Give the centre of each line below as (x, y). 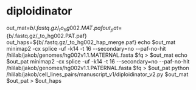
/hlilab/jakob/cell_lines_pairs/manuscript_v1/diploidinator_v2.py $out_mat (97, 74)
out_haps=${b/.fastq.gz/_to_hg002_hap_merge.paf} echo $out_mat (91, 42)
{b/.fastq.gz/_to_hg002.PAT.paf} (47, 36)
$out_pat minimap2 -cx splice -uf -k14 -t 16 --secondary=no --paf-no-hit (98, 61)
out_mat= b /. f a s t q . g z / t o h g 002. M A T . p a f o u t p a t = (64, 28)
